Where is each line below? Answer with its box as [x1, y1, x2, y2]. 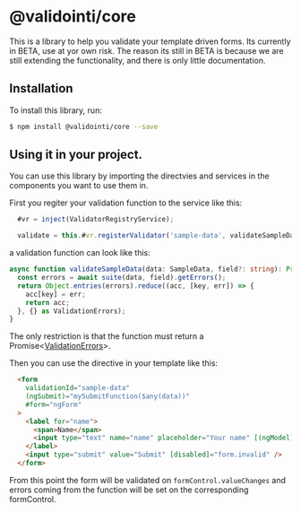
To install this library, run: [9, 105, 103, 116]
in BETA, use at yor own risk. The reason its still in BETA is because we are [9, 45, 284, 56]
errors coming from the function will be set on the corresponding [9, 484, 249, 495]
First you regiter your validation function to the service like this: [9, 197, 243, 208]
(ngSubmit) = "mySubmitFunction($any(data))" [25, 392, 191, 401]
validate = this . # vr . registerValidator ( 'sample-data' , [17, 231, 227, 240]
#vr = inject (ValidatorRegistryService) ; [17, 215, 175, 224]
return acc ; [25, 298, 70, 307]
